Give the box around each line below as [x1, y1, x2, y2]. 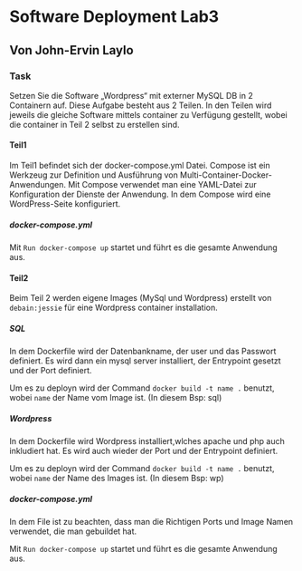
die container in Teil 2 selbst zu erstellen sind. [9, 119, 180, 130]
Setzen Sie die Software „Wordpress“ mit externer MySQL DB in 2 [9, 90, 253, 101]
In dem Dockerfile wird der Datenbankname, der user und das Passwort [9, 346, 277, 357]
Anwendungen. [9, 179, 66, 190]
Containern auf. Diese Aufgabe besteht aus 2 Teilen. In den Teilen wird [9, 100, 272, 111]
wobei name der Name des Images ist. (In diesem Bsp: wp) [9, 473, 224, 484]
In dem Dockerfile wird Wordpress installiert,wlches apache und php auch [9, 436, 285, 447]
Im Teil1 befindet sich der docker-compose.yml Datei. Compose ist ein [9, 160, 270, 171]
